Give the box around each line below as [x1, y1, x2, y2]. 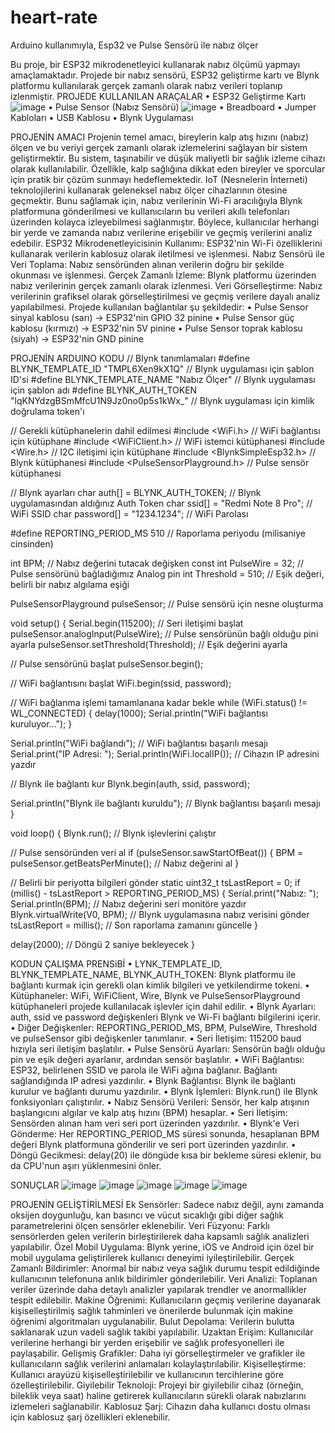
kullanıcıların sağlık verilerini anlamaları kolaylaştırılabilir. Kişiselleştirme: [10, 1357, 307, 1370]
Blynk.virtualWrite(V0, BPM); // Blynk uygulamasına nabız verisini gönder [10, 908, 310, 920]
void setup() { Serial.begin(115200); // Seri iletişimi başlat [10, 617, 244, 629]
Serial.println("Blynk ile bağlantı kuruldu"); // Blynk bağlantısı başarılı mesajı [10, 797, 321, 809]
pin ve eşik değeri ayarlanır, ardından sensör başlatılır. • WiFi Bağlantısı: [10, 1053, 305, 1065]
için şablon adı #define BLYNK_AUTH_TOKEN [10, 384, 198, 396]
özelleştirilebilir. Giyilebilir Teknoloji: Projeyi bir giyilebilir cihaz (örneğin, [10, 1379, 304, 1391]
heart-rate [10, 6, 98, 29]
